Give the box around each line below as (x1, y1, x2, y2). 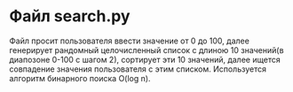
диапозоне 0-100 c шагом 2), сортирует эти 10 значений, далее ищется (9, 54, 281, 65)
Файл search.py (9, 6, 131, 27)
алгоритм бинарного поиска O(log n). (9, 73, 151, 83)
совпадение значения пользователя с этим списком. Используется (9, 64, 266, 74)
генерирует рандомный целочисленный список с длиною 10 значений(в (9, 44, 284, 55)
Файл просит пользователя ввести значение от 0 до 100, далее (9, 35, 250, 46)
